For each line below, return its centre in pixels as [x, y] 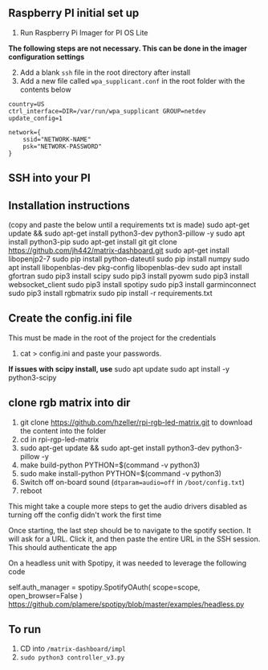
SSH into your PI [49, 178]
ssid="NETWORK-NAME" [57, 139]
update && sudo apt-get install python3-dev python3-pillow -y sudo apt [127, 233]
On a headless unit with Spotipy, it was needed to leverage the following [128, 563]
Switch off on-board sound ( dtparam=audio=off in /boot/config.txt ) [132, 482]
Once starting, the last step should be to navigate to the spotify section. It [130, 530]
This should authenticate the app [63, 547]
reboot [31, 491]
